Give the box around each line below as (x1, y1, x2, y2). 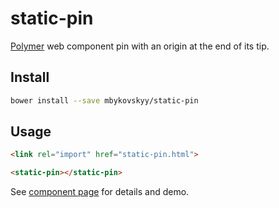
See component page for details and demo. (10, 186, 190, 198)
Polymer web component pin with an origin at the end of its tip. (10, 40, 270, 52)
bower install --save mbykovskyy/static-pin (10, 95, 199, 106)
